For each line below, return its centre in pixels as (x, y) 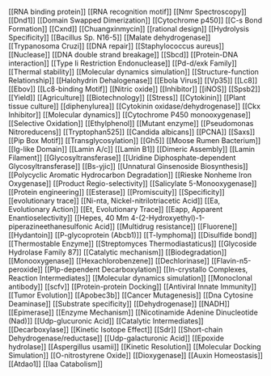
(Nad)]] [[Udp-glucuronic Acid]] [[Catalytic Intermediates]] (106, 321)
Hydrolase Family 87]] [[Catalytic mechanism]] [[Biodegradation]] (118, 252)
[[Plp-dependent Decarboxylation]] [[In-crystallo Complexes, (146, 269)
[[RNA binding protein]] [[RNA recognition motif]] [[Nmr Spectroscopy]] (127, 12)
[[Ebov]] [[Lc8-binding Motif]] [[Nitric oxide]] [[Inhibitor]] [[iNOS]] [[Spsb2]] (134, 89)
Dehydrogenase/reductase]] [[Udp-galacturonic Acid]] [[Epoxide (116, 338)
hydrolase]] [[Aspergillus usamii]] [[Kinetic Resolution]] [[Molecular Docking (135, 346)
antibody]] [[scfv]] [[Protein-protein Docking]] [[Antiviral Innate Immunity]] (133, 287)
